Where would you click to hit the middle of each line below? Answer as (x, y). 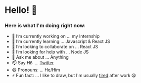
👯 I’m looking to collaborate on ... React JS (55, 47)
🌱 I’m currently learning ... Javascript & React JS (61, 41)
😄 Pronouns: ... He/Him (36, 70)
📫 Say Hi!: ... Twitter (33, 63)
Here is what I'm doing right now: (45, 26)
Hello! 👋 (21, 10)
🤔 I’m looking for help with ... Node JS (50, 52)
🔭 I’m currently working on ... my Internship (56, 36)
